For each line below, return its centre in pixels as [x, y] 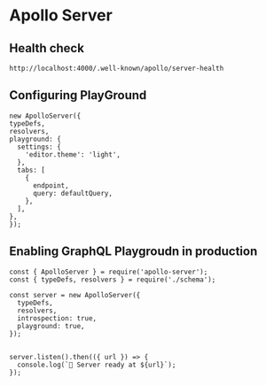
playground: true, [51, 326]
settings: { [39, 147]
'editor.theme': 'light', [73, 154]
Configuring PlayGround [78, 95]
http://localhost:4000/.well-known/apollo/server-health [117, 68]
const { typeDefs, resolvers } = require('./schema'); [113, 280]
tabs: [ [31, 170]
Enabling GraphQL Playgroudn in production [133, 252]
